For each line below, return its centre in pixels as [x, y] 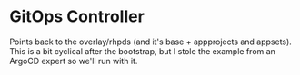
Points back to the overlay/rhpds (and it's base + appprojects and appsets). [151, 42]
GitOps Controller [77, 17]
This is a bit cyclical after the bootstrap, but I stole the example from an [142, 51]
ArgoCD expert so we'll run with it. [74, 61]
